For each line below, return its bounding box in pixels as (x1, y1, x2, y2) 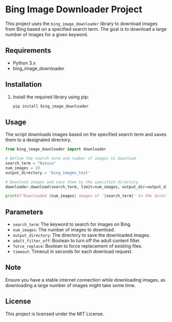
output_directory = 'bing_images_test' (5, 170, 91, 175)
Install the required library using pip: (12, 94, 89, 100)
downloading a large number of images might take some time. (5, 282, 136, 288)
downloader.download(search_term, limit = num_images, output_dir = (5, 184, 147, 189)
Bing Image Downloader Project (5, 4, 142, 15)
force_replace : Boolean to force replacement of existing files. (12, 243, 143, 249)
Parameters (5, 207, 44, 216)
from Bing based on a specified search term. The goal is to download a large (5, 26, 167, 32)
